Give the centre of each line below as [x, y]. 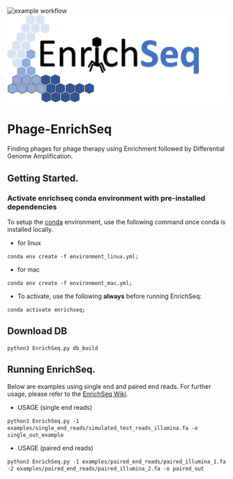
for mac [29, 270]
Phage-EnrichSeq [60, 130]
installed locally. [30, 229]
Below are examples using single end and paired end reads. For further [109, 386]
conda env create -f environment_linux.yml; [73, 256]
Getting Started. [43, 178]
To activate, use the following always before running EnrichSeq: [110, 296]
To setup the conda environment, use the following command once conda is [116, 222]
